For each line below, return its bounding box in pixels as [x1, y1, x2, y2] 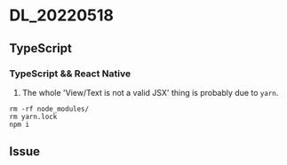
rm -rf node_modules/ [9, 104, 90, 114]
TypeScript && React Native [9, 67, 132, 80]
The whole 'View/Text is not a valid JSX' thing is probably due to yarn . [21, 87, 279, 98]
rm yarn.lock [9, 112, 58, 121]
